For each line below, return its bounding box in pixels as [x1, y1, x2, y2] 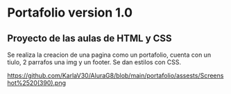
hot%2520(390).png [7, 79, 67, 87]
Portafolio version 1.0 [7, 5, 133, 21]
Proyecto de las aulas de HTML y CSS [7, 32, 172, 44]
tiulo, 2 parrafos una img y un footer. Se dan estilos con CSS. [7, 58, 182, 66]
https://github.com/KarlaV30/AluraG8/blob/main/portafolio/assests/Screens [7, 71, 224, 79]
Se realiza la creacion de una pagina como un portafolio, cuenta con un [7, 50, 212, 59]
